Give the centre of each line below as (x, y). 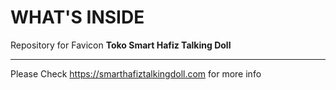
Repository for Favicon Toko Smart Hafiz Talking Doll (121, 45)
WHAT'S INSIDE (77, 17)
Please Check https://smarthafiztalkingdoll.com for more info (136, 73)
